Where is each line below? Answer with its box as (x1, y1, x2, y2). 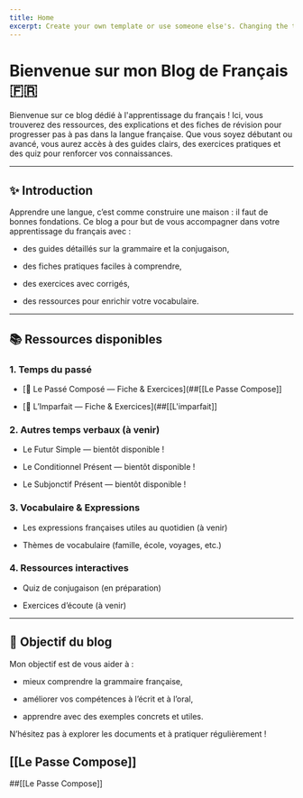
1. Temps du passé (9, 362, 92, 375)
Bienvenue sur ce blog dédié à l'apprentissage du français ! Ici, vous (9, 110, 263, 121)
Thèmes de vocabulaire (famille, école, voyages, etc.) (22, 539, 223, 550)
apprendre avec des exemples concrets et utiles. (22, 711, 204, 721)
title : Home (9, 13, 54, 23)
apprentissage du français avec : (9, 226, 132, 237)
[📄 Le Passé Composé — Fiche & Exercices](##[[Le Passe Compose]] (22, 383, 282, 394)
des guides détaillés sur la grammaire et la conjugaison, (22, 243, 230, 254)
